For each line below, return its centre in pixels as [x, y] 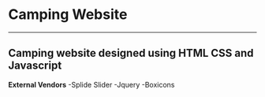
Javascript [35, 66]
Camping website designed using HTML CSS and [131, 53]
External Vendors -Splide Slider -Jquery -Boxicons [91, 84]
